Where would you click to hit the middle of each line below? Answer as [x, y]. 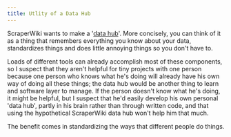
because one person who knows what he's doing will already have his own [113, 76]
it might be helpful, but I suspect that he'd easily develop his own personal [113, 98]
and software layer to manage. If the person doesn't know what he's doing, [114, 91]
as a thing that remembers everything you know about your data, [99, 40]
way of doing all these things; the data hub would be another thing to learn [113, 83]
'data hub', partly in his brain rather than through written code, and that [108, 105]
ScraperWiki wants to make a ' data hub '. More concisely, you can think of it [114, 33]
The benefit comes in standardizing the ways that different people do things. [116, 126]
